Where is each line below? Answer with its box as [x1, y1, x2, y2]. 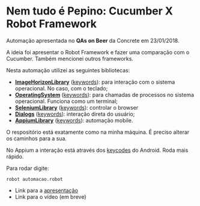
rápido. [6, 152, 24, 160]
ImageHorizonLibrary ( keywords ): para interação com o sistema [14, 78, 175, 86]
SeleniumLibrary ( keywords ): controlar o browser [14, 104, 139, 111]
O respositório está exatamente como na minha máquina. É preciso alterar [6, 128, 190, 136]
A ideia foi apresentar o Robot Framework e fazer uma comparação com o [6, 48, 190, 55]
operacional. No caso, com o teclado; [14, 84, 108, 92]
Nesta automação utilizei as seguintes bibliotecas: [6, 66, 130, 73]
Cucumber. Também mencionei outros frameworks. [6, 55, 134, 62]
